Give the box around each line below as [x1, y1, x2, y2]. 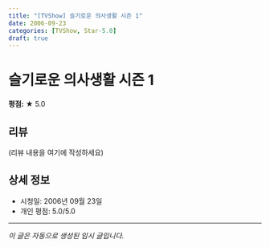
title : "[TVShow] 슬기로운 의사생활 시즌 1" [8, 11, 143, 20]
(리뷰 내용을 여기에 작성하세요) [8, 148, 104, 157]
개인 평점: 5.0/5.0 [19, 206, 76, 216]
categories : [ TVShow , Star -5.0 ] [8, 26, 117, 34]
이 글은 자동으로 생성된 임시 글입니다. [8, 230, 125, 241]
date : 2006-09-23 [8, 19, 67, 27]
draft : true [8, 34, 48, 43]
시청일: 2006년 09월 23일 [19, 196, 103, 205]
